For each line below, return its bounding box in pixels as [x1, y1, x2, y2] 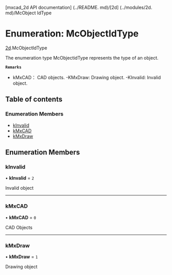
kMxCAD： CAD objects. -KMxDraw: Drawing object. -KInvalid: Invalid [12, 74, 161, 80]
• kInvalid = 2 [5, 175, 34, 181]
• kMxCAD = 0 [5, 214, 36, 221]
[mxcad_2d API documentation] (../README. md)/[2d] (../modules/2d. [5, 5, 153, 10]
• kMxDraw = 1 [5, 253, 38, 260]
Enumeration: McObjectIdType [5, 28, 139, 40]
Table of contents [5, 95, 62, 104]
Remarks [5, 64, 22, 70]
